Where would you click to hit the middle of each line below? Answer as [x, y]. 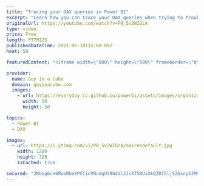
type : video [21, 29]
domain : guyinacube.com [42, 85]
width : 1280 [32, 151]
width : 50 [35, 101]
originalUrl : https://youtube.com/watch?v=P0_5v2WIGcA [77, 23]
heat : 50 [17, 51]
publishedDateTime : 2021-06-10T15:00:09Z [59, 46]
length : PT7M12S [27, 40]
